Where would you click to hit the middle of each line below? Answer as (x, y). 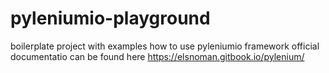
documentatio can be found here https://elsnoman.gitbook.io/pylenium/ (157, 56)
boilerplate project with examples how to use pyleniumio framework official (165, 46)
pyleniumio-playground (110, 18)
